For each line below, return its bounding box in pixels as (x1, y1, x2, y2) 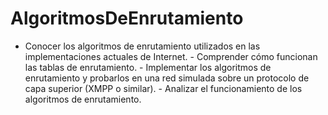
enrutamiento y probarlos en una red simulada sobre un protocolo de (24, 72, 310, 84)
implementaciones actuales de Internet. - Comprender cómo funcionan (24, 50, 318, 62)
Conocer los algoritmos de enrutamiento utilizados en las (24, 40, 261, 52)
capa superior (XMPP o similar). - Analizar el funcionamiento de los (24, 82, 303, 94)
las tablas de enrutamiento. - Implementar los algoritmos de (24, 61, 272, 73)
